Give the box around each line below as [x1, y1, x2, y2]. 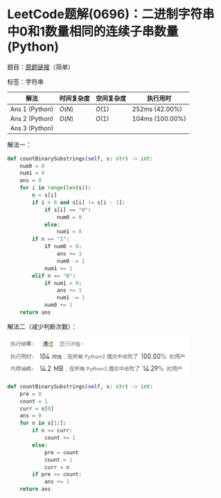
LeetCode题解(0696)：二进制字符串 [7, 6, 215, 22]
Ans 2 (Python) [10, 114, 54, 122]
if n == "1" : [32, 235, 70, 243]
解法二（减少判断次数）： [7, 322, 78, 331]
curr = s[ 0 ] [19, 405, 54, 412]
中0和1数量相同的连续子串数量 [7, 24, 179, 40]
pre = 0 [19, 390, 42, 397]
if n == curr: [32, 427, 73, 434]
